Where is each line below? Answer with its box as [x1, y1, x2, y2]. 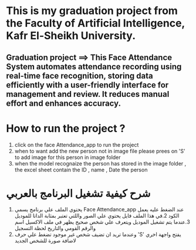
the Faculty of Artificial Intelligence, [6, 16, 185, 30]
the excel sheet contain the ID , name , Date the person [14, 166, 148, 173]
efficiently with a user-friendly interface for [6, 80, 169, 90]
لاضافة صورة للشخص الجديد [14, 237, 76, 244]
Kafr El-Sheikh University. [6, 29, 136, 42]
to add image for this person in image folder [14, 154, 121, 161]
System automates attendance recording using [6, 62, 182, 72]
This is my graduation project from [6, 4, 178, 18]
